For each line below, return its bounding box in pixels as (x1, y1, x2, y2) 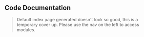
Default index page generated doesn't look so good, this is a (16, 16, 138, 22)
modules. (16, 26, 36, 33)
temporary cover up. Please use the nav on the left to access (16, 22, 140, 27)
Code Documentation (4, 4, 71, 12)
